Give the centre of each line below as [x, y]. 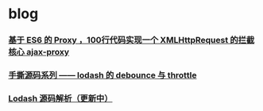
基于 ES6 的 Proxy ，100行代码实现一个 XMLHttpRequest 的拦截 [131, 40]
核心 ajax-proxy [39, 52]
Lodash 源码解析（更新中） [60, 98]
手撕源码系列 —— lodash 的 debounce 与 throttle [102, 75]
